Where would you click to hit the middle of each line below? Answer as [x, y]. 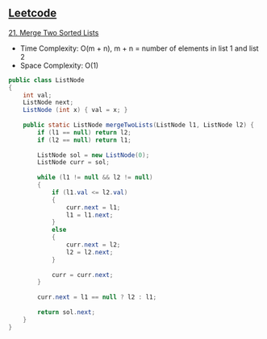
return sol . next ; [66, 312]
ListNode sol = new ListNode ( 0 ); [94, 155]
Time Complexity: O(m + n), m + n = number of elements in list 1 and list [140, 48]
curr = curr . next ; [82, 275]
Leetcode [33, 13]
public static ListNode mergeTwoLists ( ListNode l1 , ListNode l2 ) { [138, 125]
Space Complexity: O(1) [59, 65]
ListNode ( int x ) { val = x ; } [75, 110]
